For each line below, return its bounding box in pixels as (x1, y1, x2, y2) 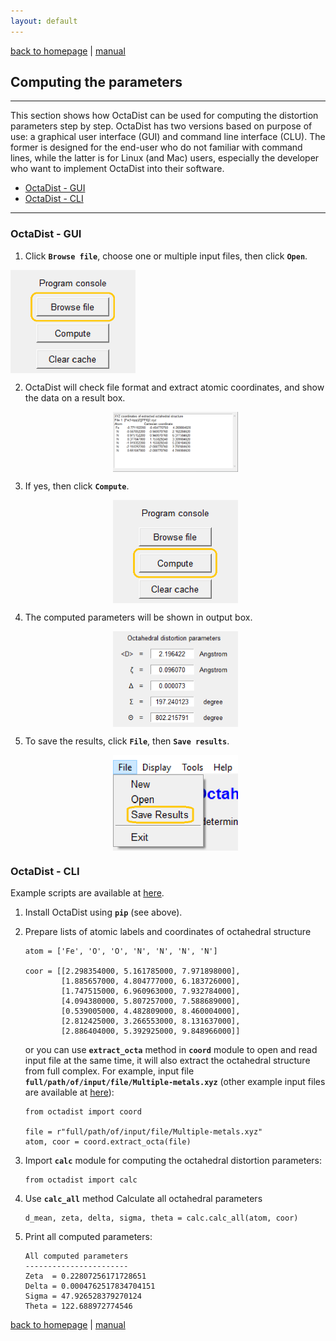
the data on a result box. (24, 391, 126, 404)
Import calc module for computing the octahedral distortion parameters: (24, 1155, 323, 1167)
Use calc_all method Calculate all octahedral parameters (24, 1193, 263, 1205)
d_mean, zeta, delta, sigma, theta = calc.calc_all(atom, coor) (24, 1213, 299, 1224)
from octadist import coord (24, 1107, 142, 1117)
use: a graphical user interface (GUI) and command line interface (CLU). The (10, 131, 326, 143)
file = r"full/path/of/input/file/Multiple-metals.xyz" (24, 1127, 263, 1137)
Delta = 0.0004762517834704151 (24, 1281, 156, 1292)
